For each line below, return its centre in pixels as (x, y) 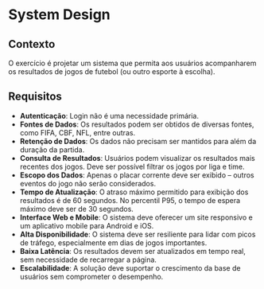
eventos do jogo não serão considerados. (88, 183)
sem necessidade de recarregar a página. (88, 260)
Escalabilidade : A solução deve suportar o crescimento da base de (130, 268)
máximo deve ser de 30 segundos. (76, 209)
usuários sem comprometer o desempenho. (91, 276)
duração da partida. (52, 150)
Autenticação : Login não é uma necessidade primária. (109, 115)
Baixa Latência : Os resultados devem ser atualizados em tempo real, (133, 251)
